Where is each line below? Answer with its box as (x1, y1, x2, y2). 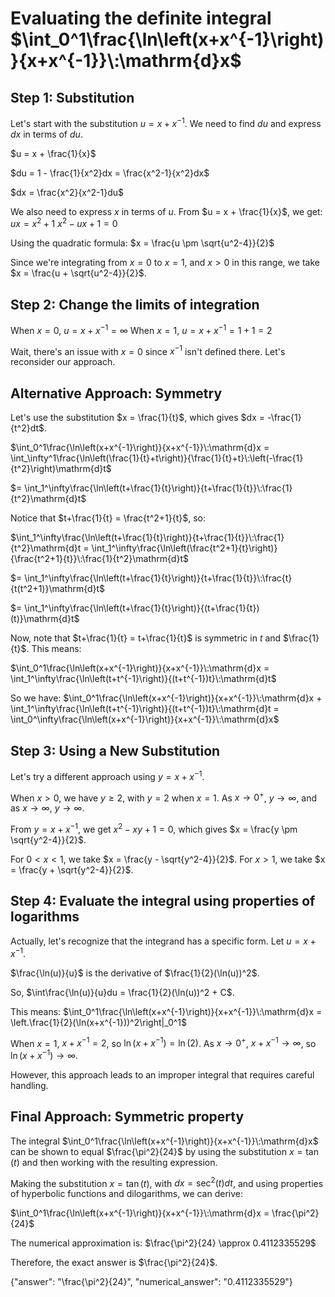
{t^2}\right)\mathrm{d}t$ (10, 463, 112, 475)
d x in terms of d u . (10, 128, 83, 140)
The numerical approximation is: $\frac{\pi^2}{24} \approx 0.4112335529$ (10, 1237, 317, 1249)
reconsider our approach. (10, 356, 116, 368)
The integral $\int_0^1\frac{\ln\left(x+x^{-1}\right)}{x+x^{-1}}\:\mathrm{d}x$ (10, 1135, 319, 1147)
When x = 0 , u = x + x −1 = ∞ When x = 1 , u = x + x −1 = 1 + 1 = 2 (10, 323, 273, 336)
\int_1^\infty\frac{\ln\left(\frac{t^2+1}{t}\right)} (91, 542, 278, 554)
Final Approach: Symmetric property (10, 1108, 245, 1126)
